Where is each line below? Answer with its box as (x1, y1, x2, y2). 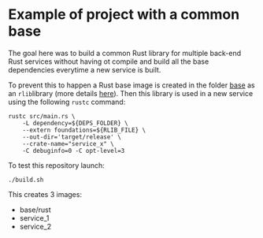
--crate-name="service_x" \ (22, 139, 114, 147)
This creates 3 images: (8, 189, 83, 199)
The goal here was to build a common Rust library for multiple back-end (8, 48, 242, 58)
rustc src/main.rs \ (8, 112, 76, 120)
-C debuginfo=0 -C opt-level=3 (22, 147, 125, 154)
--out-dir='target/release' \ (22, 132, 122, 141)
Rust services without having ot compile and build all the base (8, 57, 209, 66)
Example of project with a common (8, 6, 240, 24)
